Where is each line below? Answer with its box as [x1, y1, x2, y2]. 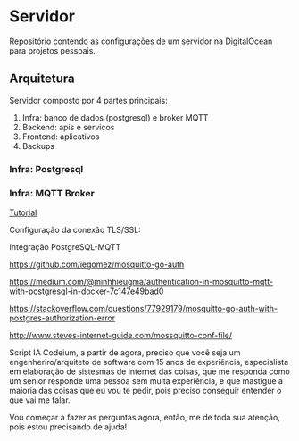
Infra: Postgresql [9, 162, 84, 175]
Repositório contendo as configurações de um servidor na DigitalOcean [9, 36, 273, 46]
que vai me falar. [9, 395, 71, 405]
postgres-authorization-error [9, 312, 116, 323]
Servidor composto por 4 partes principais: [9, 95, 168, 105]
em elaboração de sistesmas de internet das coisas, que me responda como [9, 366, 290, 377]
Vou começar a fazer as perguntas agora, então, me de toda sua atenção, [9, 412, 281, 422]
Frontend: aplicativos [21, 131, 100, 142]
